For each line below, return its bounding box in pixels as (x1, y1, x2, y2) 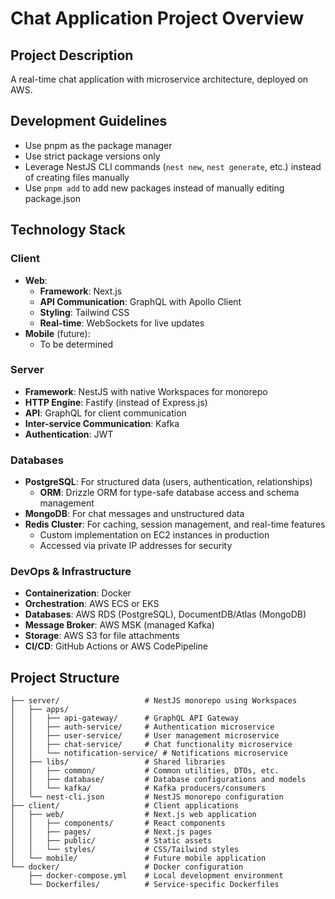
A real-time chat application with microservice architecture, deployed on (10, 73, 309, 85)
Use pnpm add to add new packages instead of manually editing (24, 182, 285, 194)
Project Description (10, 47, 134, 64)
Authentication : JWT (24, 428, 114, 440)
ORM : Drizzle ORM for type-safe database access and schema (39, 487, 300, 499)
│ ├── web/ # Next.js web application (10, 810, 257, 820)
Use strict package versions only (24, 150, 161, 162)
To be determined (39, 338, 114, 350)
